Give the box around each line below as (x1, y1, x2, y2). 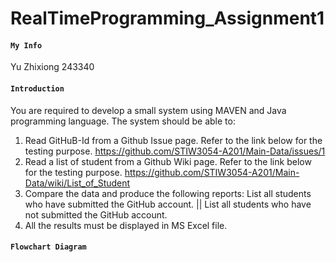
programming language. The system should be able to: (10, 115, 236, 127)
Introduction (10, 83, 65, 94)
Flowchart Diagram (10, 242, 87, 252)
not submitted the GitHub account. (24, 208, 168, 221)
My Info (10, 40, 43, 51)
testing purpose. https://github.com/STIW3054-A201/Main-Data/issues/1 (24, 145, 326, 157)
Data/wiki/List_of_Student (24, 177, 131, 189)
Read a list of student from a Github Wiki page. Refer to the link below (24, 155, 312, 167)
